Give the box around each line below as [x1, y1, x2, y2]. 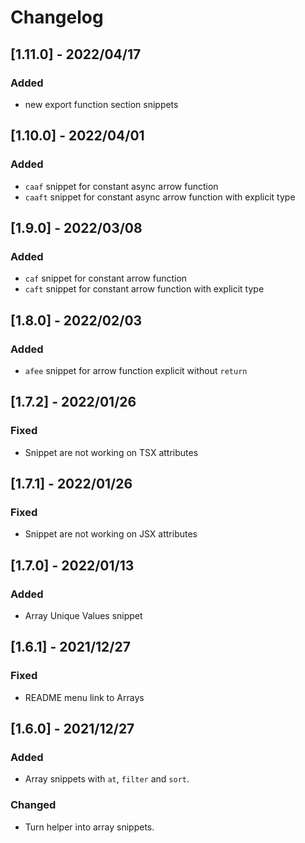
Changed [10, 798, 57, 812]
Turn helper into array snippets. [24, 821, 155, 833]
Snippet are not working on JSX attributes [24, 528, 198, 540]
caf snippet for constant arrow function [24, 272, 188, 285]
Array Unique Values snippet [24, 610, 143, 621]
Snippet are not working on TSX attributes [24, 446, 199, 458]
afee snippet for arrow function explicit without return [24, 364, 248, 376]
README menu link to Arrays [24, 691, 145, 703]
